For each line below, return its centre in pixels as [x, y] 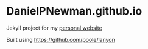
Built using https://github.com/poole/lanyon [61, 39]
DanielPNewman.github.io [74, 11]
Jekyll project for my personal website [54, 28]
